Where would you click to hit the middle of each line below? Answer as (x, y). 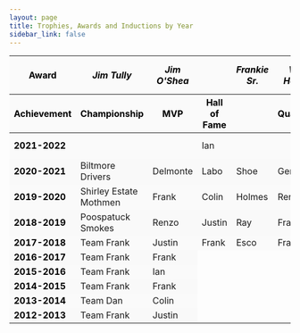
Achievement (43, 114)
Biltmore (98, 166)
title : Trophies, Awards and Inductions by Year (101, 26)
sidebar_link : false (48, 34)
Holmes (252, 197)
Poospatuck (105, 217)
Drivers (96, 177)
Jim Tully (112, 75)
